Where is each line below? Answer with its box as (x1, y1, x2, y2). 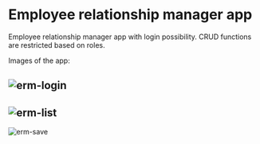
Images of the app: (8, 56, 70, 65)
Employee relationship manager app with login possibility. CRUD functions (8, 32, 252, 41)
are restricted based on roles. (8, 40, 105, 49)
